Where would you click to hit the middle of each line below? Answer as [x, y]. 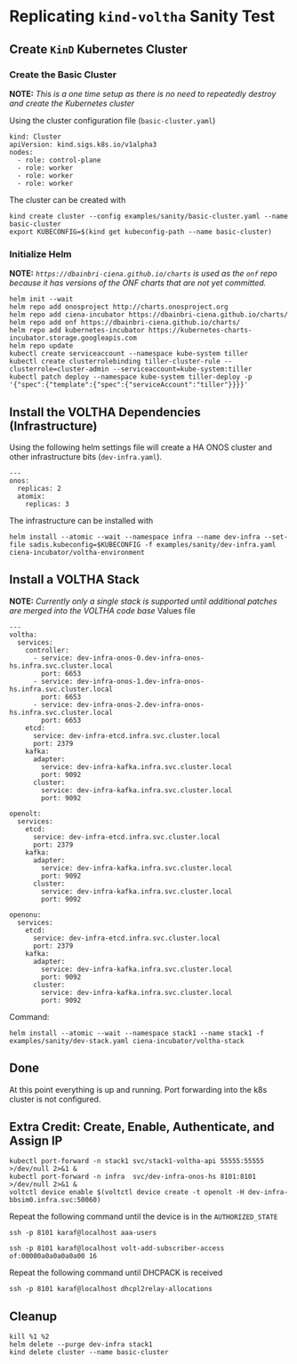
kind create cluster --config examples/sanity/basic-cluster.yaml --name [149, 216]
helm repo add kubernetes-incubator [77, 331]
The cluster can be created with [68, 200]
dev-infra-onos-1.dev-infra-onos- [140, 681]
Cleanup [33, 1316]
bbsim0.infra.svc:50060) [55, 1200]
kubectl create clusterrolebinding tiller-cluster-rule [115, 362]
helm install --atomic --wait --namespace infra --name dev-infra [135, 537]
